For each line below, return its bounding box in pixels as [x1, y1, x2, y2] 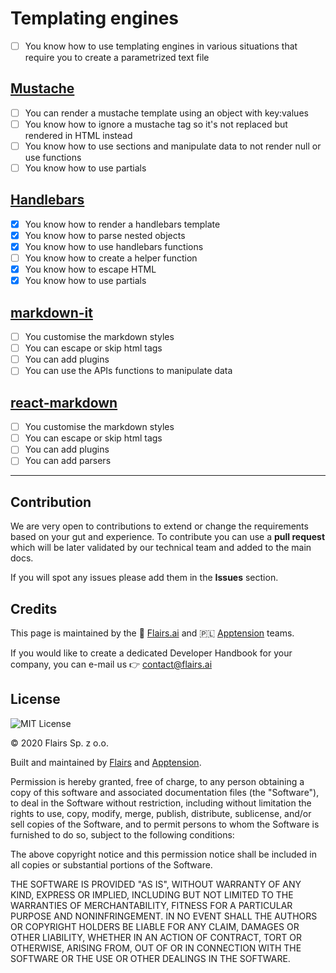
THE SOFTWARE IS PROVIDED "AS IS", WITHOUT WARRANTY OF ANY [10, 878, 302, 890]
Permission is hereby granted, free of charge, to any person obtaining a [10, 775, 305, 787]
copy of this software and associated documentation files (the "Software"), [10, 786, 320, 798]
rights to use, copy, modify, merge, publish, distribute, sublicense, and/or [10, 807, 312, 819]
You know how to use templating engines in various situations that [24, 40, 298, 52]
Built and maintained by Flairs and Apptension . [10, 756, 202, 768]
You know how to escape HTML [24, 263, 157, 276]
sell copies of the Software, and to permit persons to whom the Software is [10, 818, 320, 830]
